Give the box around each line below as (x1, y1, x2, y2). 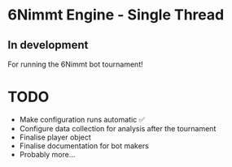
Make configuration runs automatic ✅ (19, 114, 146, 124)
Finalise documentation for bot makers (19, 140, 150, 151)
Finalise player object (19, 132, 91, 142)
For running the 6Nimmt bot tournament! (7, 59, 143, 69)
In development (7, 38, 89, 52)
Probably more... (19, 149, 76, 159)
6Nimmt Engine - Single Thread (7, 6, 225, 24)
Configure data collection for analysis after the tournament (19, 123, 217, 133)
